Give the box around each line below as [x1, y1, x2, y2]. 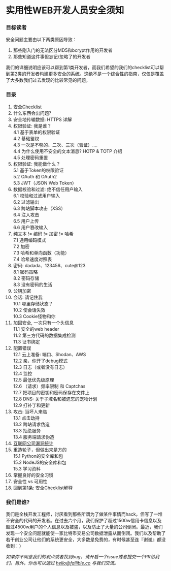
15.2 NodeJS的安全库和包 [13, 459, 66, 465]
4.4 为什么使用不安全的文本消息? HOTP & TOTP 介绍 [13, 148, 122, 154]
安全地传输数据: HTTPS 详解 [13, 116, 73, 122]
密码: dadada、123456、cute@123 [13, 262, 86, 268]
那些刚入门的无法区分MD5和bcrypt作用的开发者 [13, 47, 113, 53]
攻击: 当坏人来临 [13, 408, 47, 415]
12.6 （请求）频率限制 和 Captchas [13, 383, 86, 389]
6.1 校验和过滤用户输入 [13, 193, 60, 199]
